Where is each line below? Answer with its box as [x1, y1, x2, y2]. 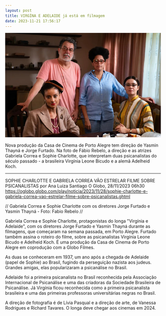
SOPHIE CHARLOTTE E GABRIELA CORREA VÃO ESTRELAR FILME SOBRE [5, 178, 156, 184]
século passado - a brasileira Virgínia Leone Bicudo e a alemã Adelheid [5, 158, 150, 164]
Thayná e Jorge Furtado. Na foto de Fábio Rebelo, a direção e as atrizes [5, 148, 152, 154]
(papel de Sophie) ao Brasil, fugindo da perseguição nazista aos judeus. [5, 259, 152, 265]
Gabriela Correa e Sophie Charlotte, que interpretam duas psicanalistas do [5, 153, 157, 159]
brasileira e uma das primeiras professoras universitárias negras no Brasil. [5, 290, 156, 296]
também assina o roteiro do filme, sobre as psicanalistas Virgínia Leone [5, 234, 150, 240]
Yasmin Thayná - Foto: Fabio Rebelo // [5, 209, 83, 215]
